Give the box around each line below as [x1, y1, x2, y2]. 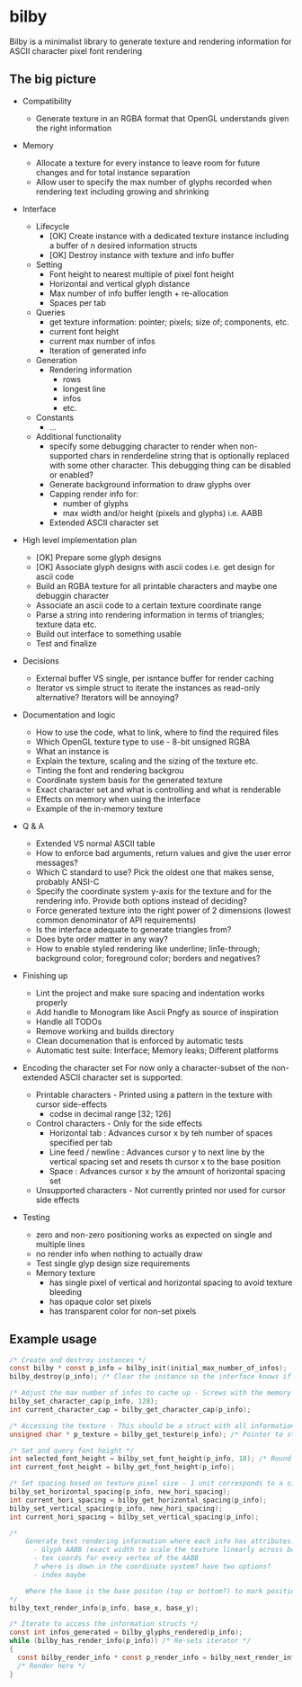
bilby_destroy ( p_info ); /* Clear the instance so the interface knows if [9, 1372, 292, 1381]
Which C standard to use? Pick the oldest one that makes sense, [35, 866, 275, 878]
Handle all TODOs [35, 1016, 102, 1027]
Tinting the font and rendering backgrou [35, 764, 184, 775]
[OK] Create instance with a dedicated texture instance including [49, 230, 289, 241]
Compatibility [22, 95, 72, 106]
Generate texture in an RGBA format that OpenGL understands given [35, 112, 289, 123]
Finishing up [22, 969, 68, 981]
